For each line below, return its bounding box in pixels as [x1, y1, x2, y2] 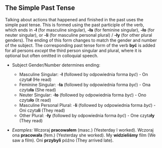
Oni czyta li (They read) [19, 107, 65, 113]
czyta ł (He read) [19, 76, 52, 82]
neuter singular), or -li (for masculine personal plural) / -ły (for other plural [5, 32, 152, 38]
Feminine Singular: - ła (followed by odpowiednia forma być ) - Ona [19, 82, 151, 88]
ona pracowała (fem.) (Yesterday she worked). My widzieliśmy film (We [12, 132, 156, 138]
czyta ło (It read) [19, 97, 52, 103]
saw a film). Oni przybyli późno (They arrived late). [12, 137, 114, 143]
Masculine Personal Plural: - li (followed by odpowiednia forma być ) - [19, 102, 156, 108]
